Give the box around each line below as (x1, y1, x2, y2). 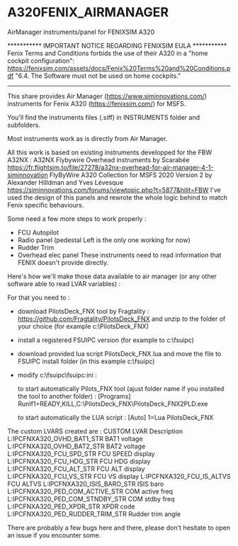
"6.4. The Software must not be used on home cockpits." (15, 72, 181, 80)
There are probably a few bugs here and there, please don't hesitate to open (7, 523, 231, 532)
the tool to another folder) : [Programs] (17, 392, 131, 400)
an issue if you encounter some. (7, 530, 101, 539)
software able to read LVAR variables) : (7, 279, 121, 288)
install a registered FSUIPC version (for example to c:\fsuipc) (17, 336, 195, 344)
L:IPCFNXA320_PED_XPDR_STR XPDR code (7, 502, 135, 511)
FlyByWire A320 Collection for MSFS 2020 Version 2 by (49, 171, 212, 179)
